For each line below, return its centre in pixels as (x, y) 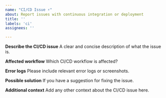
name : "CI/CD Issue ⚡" (29, 10)
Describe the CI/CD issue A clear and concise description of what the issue (83, 47)
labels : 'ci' (19, 24)
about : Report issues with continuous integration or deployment (74, 14)
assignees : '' (20, 28)
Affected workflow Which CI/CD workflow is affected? (62, 61)
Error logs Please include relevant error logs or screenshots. (67, 71)
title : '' (15, 19)
